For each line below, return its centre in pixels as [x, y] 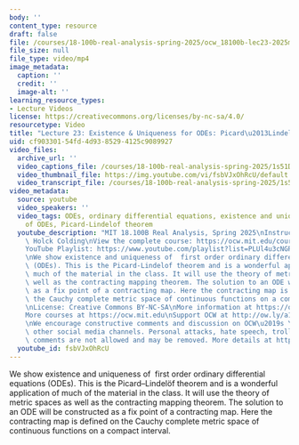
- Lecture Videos [41, 109]
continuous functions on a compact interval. [90, 430]
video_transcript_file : [61, 183]
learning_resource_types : [57, 100]
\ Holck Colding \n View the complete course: [109, 241]
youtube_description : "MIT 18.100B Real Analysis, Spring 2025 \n [141, 232]
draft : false [33, 34]
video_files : [33, 150]
